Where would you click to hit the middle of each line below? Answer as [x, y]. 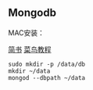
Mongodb [32, 13]
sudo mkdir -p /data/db [47, 64]
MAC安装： [27, 32]
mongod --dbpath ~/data [47, 77]
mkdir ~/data [29, 71]
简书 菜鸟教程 [30, 49]
